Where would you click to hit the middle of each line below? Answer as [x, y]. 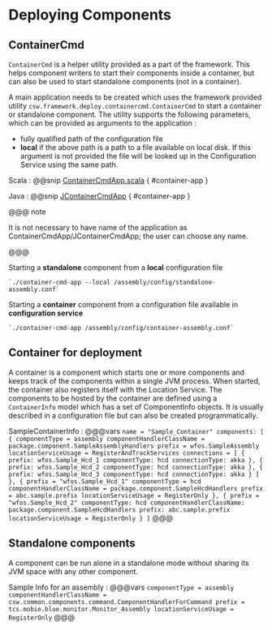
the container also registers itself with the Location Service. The [115, 389]
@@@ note [27, 212]
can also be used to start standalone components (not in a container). [125, 81]
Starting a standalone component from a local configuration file [116, 268]
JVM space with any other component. [73, 571]
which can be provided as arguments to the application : [102, 123]
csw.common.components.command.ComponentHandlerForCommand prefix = [127, 602]
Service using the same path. [69, 165]
